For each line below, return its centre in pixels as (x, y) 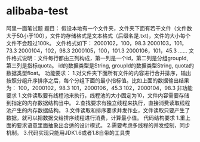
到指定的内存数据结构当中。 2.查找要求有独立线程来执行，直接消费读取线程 (98, 103)
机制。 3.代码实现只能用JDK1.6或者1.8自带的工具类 (68, 132)
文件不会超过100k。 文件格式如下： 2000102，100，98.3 (76, 43)
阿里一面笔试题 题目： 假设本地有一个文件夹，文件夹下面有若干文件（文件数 (99, 28)
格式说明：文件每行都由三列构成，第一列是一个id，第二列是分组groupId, (100, 58)
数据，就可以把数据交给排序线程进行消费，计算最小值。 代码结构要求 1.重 (96, 118)
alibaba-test (37, 11)
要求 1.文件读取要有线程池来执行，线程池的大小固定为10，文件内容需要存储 (98, 95)
